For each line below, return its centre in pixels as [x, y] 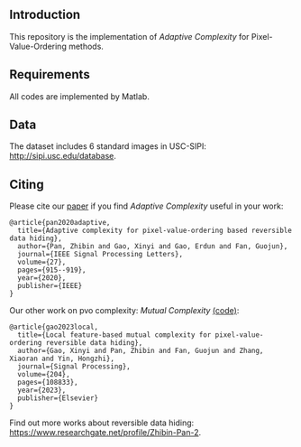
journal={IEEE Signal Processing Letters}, [100, 255]
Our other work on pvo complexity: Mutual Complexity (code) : [124, 311]
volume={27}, [42, 262]
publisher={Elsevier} [58, 398]
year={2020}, [42, 278]
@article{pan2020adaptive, [60, 223]
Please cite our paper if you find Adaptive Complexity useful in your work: [146, 206]
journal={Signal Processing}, [74, 367]
